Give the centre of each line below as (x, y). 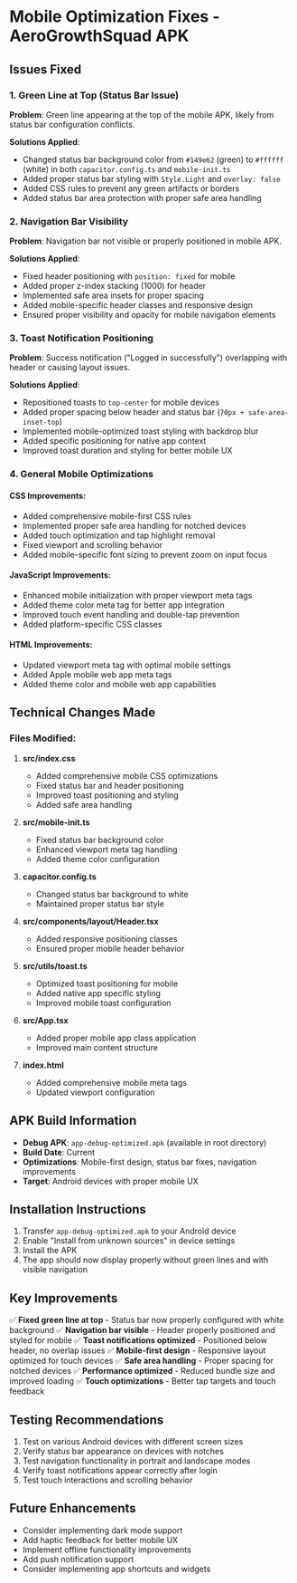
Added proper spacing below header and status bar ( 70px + (133, 412)
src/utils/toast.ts (55, 965)
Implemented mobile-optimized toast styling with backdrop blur (140, 431)
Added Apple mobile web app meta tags (97, 675)
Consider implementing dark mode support (102, 1530)
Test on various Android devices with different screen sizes (133, 1441)
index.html (43, 1065)
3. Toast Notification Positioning (81, 339)
